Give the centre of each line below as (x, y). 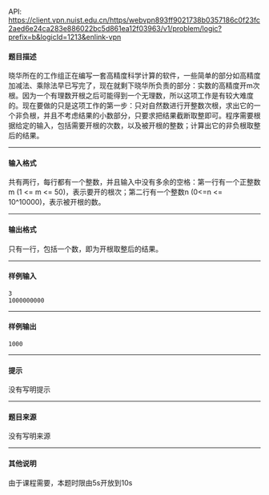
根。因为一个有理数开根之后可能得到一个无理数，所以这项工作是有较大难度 (131, 96)
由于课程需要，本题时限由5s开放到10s (70, 482)
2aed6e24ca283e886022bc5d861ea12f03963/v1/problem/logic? (115, 28)
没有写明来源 (29, 436)
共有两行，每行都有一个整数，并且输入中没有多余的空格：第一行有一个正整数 (134, 182)
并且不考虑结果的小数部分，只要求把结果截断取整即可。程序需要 (148, 116)
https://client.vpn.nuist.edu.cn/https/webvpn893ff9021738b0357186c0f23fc (134, 20)
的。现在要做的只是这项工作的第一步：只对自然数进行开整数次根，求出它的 (131, 106)
